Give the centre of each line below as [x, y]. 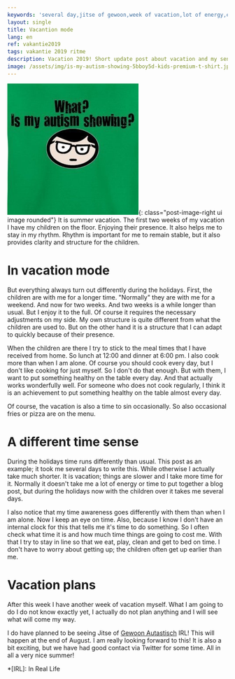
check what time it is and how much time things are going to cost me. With [115, 534]
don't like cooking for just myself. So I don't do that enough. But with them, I [116, 370]
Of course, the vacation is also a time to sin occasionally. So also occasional [117, 406]
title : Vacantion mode [40, 29]
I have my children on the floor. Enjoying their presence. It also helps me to [115, 227]
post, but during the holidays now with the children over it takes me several [115, 491]
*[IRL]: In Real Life [34, 668]
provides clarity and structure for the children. [73, 242]
